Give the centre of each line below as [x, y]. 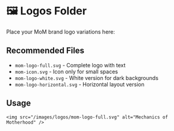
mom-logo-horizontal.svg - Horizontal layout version [79, 84]
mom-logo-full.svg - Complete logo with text [70, 65]
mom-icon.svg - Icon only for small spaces [67, 72]
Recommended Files [45, 51]
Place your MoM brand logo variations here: [61, 32]
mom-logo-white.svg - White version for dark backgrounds [86, 78]
